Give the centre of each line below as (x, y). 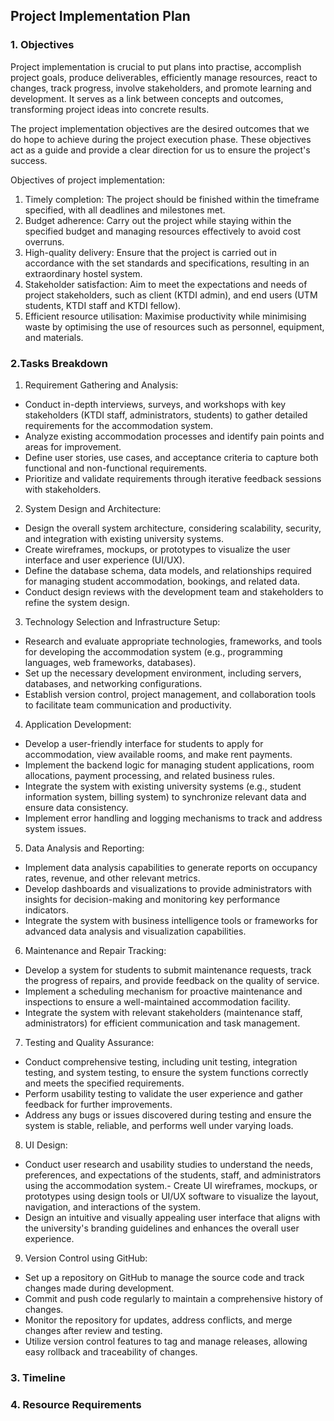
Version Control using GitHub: (86, 1258)
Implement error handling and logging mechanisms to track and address (173, 818)
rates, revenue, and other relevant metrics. (112, 878)
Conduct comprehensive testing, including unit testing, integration (161, 1061)
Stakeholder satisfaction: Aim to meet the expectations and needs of (166, 284)
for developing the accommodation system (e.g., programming (153, 651)
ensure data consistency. (76, 807)
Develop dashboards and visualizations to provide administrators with (168, 888)
